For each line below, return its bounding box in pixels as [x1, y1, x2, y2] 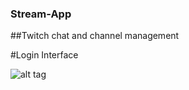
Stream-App [10, 7, 72, 21]
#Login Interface [10, 49, 79, 61]
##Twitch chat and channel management [10, 30, 180, 42]
